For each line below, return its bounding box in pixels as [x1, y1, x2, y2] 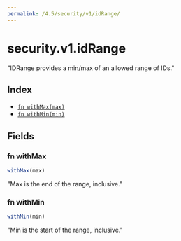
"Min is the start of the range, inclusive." [7, 226, 124, 235]
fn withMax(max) [17, 104, 65, 111]
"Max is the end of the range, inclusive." [7, 179, 123, 188]
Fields [7, 130, 35, 142]
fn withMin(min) [17, 111, 65, 118]
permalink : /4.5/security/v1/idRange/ [7, 10, 120, 18]
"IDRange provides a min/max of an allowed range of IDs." [7, 64, 175, 72]
